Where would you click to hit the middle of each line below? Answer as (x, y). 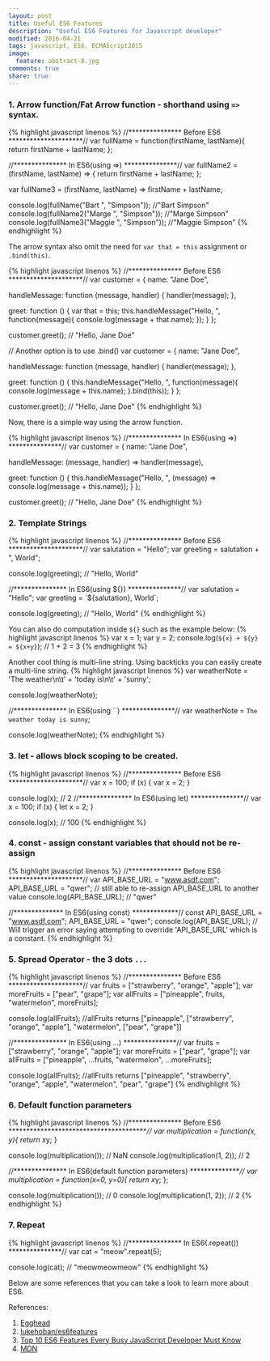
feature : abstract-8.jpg (57, 62)
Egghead (35, 1323)
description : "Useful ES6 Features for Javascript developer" (115, 31)
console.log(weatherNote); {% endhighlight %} (87, 735)
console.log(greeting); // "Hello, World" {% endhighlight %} (107, 614)
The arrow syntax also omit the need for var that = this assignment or (128, 246)
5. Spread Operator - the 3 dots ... (78, 959)
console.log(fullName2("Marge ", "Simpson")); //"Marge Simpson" (118, 213)
